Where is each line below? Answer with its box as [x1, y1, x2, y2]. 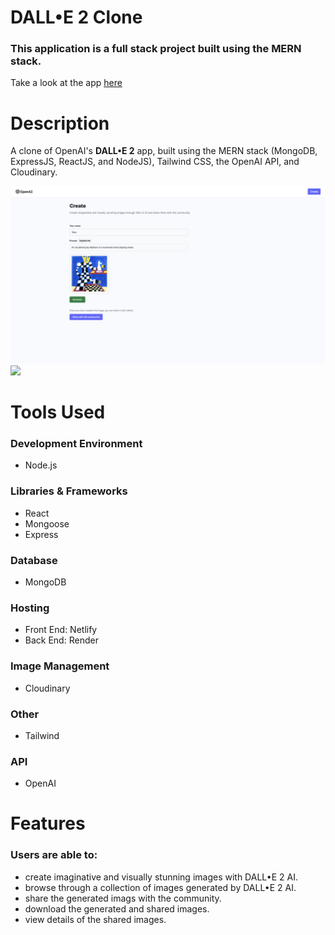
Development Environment [10, 437, 143, 451]
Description [10, 112, 110, 135]
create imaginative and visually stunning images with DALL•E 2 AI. [24, 871, 298, 883]
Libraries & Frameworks [10, 484, 128, 498]
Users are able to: [10, 848, 98, 862]
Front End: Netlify [24, 624, 98, 636]
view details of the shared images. [24, 913, 167, 925]
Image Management [10, 659, 110, 673]
